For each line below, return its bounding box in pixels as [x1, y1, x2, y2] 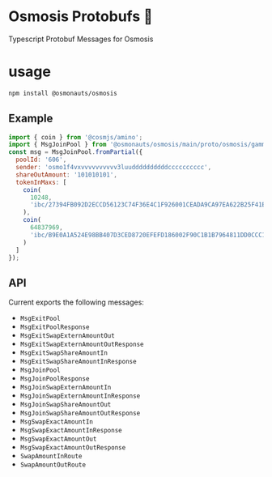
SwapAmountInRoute [19, 453, 83, 461]
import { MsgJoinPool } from [8, 141, 107, 149]
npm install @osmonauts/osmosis [8, 89, 117, 97]
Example [8, 112, 53, 126]
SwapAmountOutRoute [19, 461, 87, 469]
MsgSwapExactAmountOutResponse [19, 444, 126, 452]
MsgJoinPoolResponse [19, 375, 90, 383]
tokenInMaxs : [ [15, 178, 67, 186]
